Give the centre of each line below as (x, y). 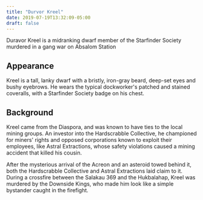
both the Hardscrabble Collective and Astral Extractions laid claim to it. (95, 171)
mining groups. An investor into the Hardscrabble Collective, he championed (101, 133)
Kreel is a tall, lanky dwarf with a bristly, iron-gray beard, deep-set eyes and (101, 81)
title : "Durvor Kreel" (35, 12)
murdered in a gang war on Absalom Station (61, 47)
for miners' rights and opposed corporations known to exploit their (89, 140)
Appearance (30, 66)
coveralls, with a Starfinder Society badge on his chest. (75, 93)
